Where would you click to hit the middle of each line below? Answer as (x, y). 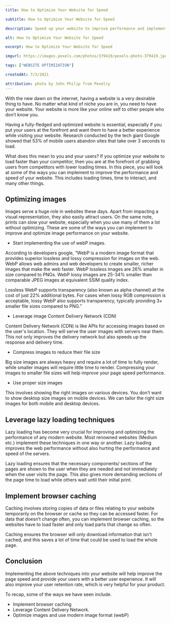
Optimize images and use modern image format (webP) (71, 615)
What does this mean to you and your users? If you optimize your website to (85, 156)
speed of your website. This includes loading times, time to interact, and (81, 178)
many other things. (25, 183)
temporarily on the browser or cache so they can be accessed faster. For (82, 514)
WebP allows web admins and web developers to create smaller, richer (79, 264)
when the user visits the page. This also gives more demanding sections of (84, 474)
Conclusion (24, 561)
